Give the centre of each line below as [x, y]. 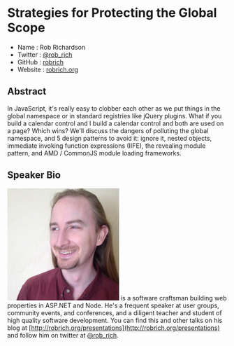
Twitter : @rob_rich [45, 55]
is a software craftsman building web [174, 298]
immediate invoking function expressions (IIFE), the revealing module [107, 146]
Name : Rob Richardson [51, 47]
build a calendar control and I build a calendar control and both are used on [116, 123]
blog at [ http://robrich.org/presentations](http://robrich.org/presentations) [114, 328]
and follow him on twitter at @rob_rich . [63, 335]
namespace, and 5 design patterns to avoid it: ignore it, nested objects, [109, 138]
